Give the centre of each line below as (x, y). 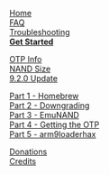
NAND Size (30, 69)
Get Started (32, 41)
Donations (28, 152)
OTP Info (26, 59)
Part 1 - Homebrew (44, 96)
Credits (23, 161)
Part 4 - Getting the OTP (54, 124)
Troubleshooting (40, 32)
